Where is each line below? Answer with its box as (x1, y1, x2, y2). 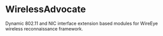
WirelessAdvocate (5, 4, 86, 15)
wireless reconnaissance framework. (5, 25, 84, 31)
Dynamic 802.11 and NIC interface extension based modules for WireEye (5, 20, 158, 26)
